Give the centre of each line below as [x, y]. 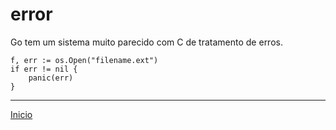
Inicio [21, 114]
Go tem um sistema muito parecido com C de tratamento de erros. [146, 42]
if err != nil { [44, 69]
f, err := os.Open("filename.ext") [84, 60]
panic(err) [51, 78]
